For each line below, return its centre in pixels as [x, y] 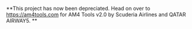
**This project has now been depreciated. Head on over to [78, 8]
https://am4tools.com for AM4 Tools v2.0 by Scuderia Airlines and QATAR [96, 14]
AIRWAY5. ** [22, 21]
